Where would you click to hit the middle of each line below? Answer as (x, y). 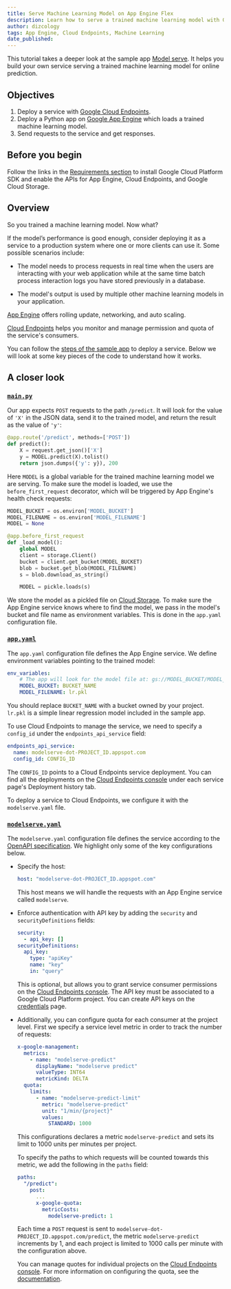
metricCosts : (60, 1209)
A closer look (36, 377)
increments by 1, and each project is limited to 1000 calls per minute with (120, 1244)
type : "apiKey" (52, 958)
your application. (41, 301)
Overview (29, 208)
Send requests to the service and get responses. (86, 133)
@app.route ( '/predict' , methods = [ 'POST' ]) (69, 438)
